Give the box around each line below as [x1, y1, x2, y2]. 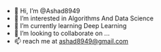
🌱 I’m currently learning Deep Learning [13, 22, 127, 30]
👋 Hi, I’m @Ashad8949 [13, 7, 80, 15]
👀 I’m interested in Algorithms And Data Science [13, 14, 154, 22]
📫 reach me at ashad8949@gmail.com [13, 37, 129, 45]
